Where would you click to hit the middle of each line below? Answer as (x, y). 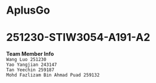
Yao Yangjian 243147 (32, 65)
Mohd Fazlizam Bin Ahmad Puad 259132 (53, 75)
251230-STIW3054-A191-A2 (78, 38)
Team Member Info (30, 54)
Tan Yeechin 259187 (30, 70)
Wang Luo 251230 (26, 60)
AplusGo (28, 10)
